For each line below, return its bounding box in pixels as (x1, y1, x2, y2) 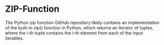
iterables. (5, 35, 24, 41)
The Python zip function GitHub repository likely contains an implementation (5, 20, 160, 25)
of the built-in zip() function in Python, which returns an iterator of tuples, (5, 24, 154, 30)
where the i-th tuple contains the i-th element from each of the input (5, 30, 143, 36)
